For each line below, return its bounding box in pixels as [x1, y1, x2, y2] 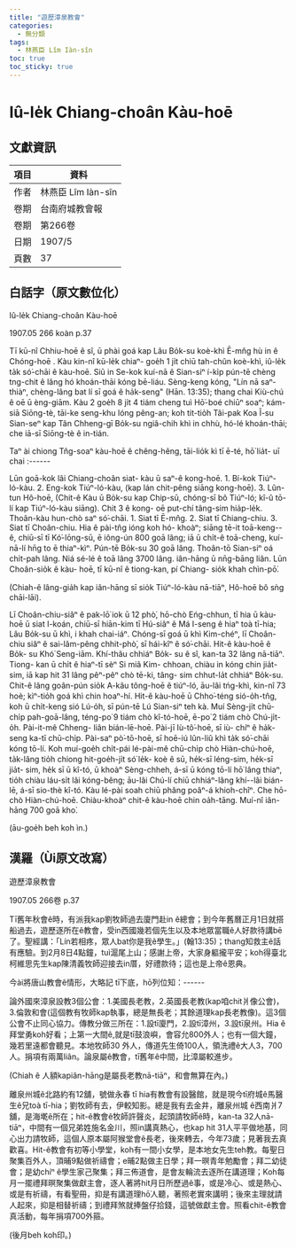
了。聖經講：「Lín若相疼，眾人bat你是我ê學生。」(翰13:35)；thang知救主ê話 [9, 936, 282, 947]
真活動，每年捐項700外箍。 [9, 1211, 109, 1221]
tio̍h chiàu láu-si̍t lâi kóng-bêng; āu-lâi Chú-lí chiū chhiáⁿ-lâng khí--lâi [9, 775, 262, 785]
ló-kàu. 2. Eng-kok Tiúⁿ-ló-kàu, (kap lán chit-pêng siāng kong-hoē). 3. [9, 482, 266, 493]
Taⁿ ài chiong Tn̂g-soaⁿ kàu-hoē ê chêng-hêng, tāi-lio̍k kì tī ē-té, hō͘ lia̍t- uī [9, 445, 280, 456]
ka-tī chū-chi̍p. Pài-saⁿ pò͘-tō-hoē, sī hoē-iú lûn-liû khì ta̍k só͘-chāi [29, 732, 269, 743]
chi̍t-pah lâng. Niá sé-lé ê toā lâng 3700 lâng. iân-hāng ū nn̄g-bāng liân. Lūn [9, 553, 288, 564]
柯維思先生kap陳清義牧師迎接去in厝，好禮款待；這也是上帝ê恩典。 [9, 958, 251, 969]
